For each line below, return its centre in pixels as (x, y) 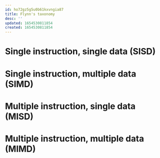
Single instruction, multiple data (71, 74)
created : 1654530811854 (29, 28)
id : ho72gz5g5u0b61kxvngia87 (34, 9)
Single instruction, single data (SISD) (80, 52)
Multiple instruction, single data (70, 106)
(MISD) (19, 116)
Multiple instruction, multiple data (74, 138)
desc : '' (14, 18)
